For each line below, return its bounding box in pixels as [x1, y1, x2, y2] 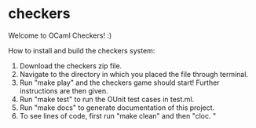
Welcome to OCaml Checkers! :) [8, 31, 112, 40]
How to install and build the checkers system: [8, 46, 155, 55]
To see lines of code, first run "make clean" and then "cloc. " [19, 111, 217, 120]
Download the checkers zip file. [19, 60, 123, 71]
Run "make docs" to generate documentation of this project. [19, 103, 215, 112]
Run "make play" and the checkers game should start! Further [19, 78, 220, 87]
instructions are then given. [19, 86, 108, 95]
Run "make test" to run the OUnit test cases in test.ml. [19, 94, 195, 104]
